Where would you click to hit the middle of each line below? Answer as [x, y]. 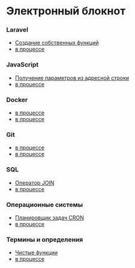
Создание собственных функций [57, 43]
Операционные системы [45, 204]
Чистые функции [36, 252]
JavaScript [22, 65]
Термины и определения [45, 239]
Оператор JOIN [34, 183]
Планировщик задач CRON [49, 218]
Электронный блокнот [66, 11]
